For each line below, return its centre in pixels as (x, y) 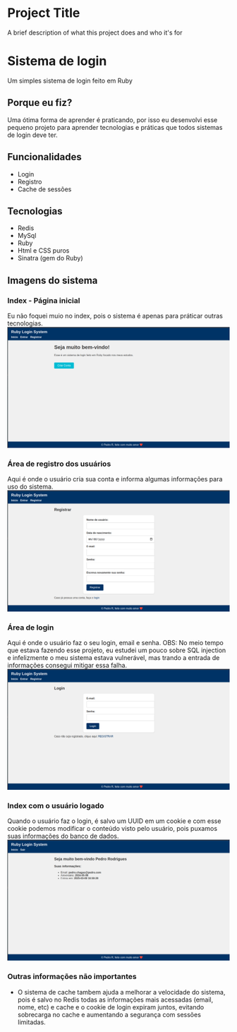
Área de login (31, 628)
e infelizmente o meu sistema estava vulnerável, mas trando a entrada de (114, 657)
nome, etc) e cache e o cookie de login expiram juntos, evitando (111, 1007)
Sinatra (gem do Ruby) (50, 258)
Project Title (44, 13)
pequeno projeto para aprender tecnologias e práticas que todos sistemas (115, 127)
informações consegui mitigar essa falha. (67, 665)
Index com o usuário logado (56, 805)
